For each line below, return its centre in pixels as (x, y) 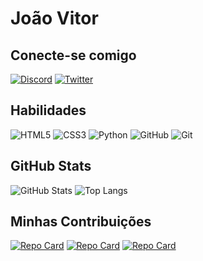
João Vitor (54, 18)
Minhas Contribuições (81, 222)
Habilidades (48, 110)
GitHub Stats (51, 166)
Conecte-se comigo (73, 55)
